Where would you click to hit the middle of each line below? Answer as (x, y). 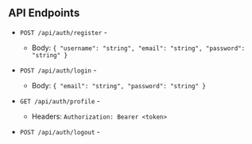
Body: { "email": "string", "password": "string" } (119, 85)
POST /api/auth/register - (63, 32)
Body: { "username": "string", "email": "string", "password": (138, 48)
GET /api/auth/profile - (60, 101)
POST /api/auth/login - (58, 70)
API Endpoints (44, 13)
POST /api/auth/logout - (60, 131)
